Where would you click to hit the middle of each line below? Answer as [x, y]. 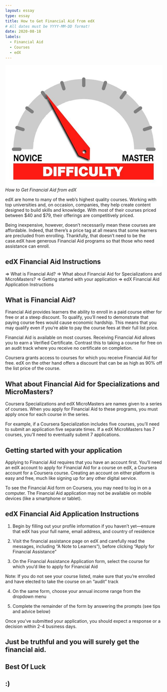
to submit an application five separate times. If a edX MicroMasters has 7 [80, 429]
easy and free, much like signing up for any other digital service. [71, 478]
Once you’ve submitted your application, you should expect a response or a [83, 621]
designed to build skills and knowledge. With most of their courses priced [81, 210]
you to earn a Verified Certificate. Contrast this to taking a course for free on [83, 343]
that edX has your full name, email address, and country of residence [83, 531]
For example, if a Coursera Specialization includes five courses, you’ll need [82, 424]
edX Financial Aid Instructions [53, 262]
